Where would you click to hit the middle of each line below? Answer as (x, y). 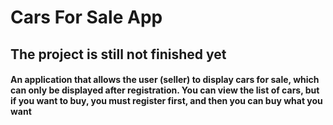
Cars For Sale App (86, 17)
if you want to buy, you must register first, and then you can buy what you (166, 101)
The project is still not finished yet (118, 54)
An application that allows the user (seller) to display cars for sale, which (165, 80)
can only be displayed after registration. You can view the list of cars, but (165, 90)
